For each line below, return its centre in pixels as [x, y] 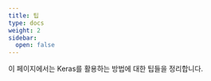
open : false [35, 45]
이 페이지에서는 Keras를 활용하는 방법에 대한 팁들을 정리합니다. [106, 69]
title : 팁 [24, 15]
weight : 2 [25, 30]
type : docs [26, 23]
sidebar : [23, 38]
